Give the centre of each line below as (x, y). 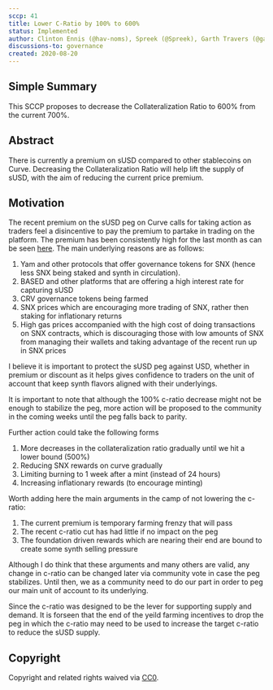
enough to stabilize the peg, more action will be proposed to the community (135, 408)
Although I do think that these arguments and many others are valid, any (129, 565)
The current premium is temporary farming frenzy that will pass (126, 523)
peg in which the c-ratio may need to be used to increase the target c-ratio (134, 624)
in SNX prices (43, 351)
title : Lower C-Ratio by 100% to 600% (74, 24)
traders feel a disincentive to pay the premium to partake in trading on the (132, 231)
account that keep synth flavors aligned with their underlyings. (113, 384)
